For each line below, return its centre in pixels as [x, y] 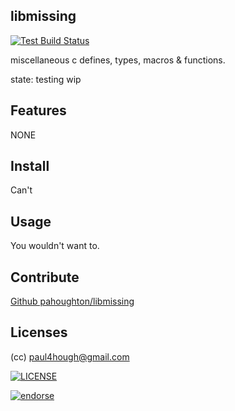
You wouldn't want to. [55, 246]
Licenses [39, 332]
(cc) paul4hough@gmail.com [70, 356]
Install [30, 166]
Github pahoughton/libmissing [72, 301]
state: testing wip [46, 79]
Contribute [45, 277]
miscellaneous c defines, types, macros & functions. [118, 60]
